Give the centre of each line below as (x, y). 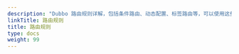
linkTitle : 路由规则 (36, 20)
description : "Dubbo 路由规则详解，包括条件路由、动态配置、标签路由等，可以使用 (116, 14)
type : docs (23, 33)
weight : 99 (23, 40)
